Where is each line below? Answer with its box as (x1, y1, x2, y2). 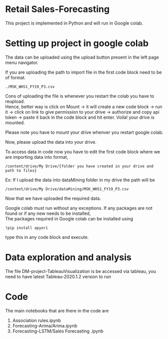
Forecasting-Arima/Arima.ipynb (12, 322, 78, 328)
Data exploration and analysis (5, 252, 132, 263)
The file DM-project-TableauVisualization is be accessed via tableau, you (5, 268, 156, 274)
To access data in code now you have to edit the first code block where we (5, 149, 160, 155)
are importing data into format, (5, 154, 69, 160)
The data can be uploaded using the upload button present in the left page (5, 54, 159, 60)
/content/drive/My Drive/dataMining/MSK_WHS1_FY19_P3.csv (5, 186, 129, 191)
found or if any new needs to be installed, (5, 210, 91, 216)
